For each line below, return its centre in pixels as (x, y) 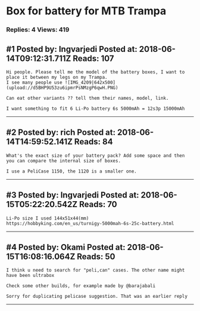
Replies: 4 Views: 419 (38, 30)
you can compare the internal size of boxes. (63, 161)
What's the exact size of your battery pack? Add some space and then (96, 155)
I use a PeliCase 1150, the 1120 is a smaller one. (71, 171)
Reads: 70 (98, 204)
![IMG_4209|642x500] (90, 82)
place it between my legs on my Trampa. (57, 77)
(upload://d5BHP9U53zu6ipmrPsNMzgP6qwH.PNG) (62, 88)
